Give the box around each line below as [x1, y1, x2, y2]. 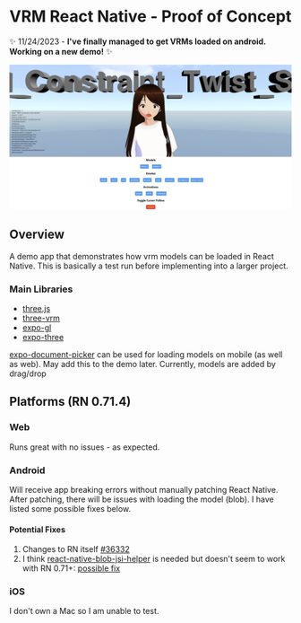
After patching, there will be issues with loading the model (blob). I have [9, 494, 275, 505]
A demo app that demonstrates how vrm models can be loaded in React [9, 250, 275, 261]
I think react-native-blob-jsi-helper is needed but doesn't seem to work [21, 554, 286, 565]
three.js [21, 303, 51, 313]
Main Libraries [9, 283, 73, 295]
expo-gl [21, 321, 52, 333]
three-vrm [21, 312, 61, 323]
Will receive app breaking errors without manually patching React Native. [9, 484, 279, 495]
